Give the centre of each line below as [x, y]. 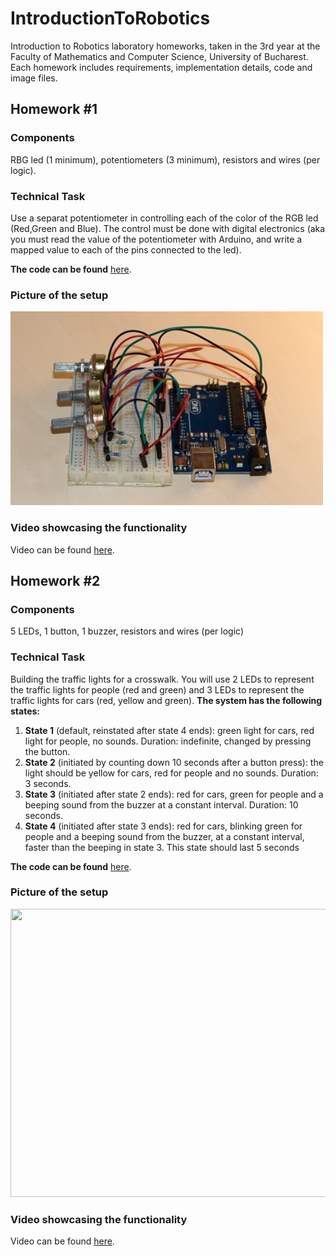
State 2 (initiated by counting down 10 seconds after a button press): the [174, 762]
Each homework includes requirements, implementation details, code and [161, 67]
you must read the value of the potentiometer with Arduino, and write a [156, 239]
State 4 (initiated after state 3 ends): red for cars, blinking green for [163, 826]
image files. [34, 78]
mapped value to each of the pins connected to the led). [126, 249]
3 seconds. [48, 783]
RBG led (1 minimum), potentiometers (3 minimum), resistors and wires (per [165, 159]
